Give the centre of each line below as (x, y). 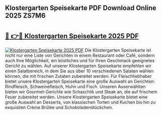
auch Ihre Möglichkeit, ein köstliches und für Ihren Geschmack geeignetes (80, 60)
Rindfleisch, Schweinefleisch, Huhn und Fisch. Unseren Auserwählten (75, 87)
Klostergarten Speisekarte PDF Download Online (81, 8)
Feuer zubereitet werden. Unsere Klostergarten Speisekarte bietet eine (76, 97)
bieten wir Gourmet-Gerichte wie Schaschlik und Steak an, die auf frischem (81, 92)
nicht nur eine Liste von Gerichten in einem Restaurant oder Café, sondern (80, 55)
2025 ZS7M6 (25, 16)
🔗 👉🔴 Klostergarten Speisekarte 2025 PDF (72, 36)
